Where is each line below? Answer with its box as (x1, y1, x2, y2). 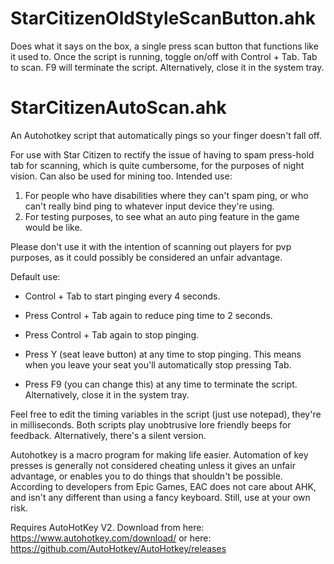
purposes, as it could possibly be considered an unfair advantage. (10, 251, 283, 263)
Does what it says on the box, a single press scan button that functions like (10, 40, 319, 52)
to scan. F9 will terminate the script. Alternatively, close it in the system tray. (10, 61, 325, 73)
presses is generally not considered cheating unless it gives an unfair (10, 459, 296, 471)
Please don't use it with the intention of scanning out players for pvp (10, 240, 292, 252)
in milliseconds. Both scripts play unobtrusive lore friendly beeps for (10, 418, 292, 431)
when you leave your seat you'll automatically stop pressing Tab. (24, 358, 292, 371)
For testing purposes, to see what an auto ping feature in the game (24, 210, 300, 222)
